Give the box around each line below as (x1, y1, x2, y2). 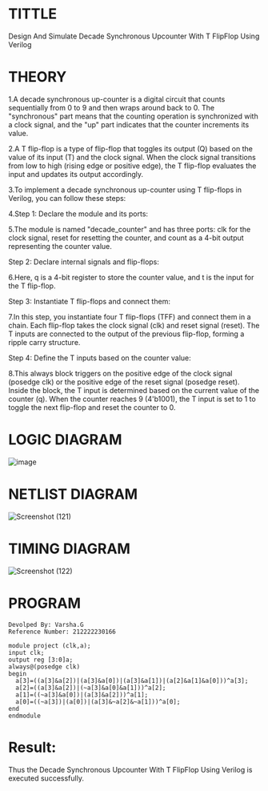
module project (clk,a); (8, 641, 91, 649)
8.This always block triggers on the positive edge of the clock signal (8, 368, 233, 378)
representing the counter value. (8, 241, 112, 251)
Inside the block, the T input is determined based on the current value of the (8, 385, 260, 395)
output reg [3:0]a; (8, 656, 74, 664)
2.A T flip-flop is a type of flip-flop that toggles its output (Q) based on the (8, 143, 254, 153)
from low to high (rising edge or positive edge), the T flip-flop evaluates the (8, 161, 257, 171)
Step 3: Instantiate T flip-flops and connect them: (8, 296, 170, 306)
